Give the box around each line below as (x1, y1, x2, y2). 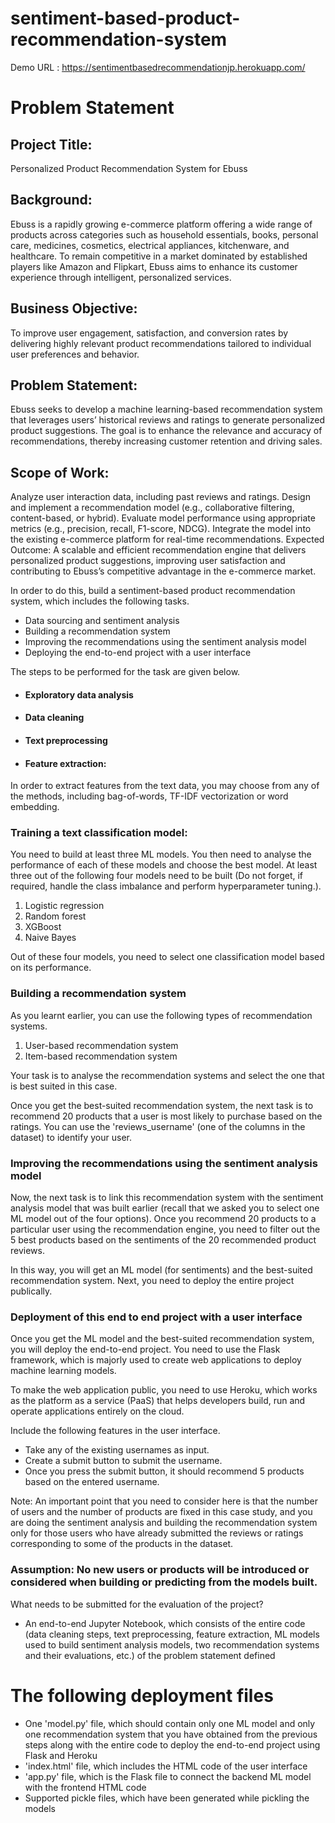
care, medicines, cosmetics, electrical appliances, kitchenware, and (10, 239, 290, 251)
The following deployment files (10, 1684, 274, 1707)
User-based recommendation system (24, 1039, 179, 1051)
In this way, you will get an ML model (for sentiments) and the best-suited (10, 1264, 313, 1276)
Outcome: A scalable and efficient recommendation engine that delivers (10, 544, 307, 556)
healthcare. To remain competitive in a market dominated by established (10, 250, 308, 262)
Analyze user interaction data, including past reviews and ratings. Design (10, 491, 311, 503)
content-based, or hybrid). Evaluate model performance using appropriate (10, 512, 316, 524)
